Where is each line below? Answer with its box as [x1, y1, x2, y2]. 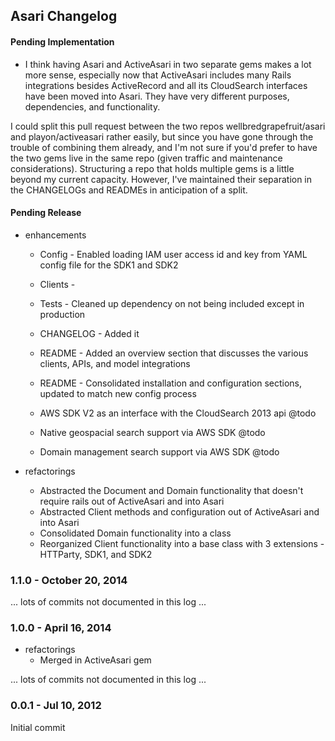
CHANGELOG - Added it [39, 327, 140, 339]
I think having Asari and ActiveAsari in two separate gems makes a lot [24, 58, 312, 70]
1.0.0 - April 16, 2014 [10, 621, 112, 635]
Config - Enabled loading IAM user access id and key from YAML [39, 248, 308, 260]
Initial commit [10, 721, 66, 733]
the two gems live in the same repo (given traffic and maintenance [10, 152, 283, 164]
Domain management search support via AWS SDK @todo [39, 445, 280, 458]
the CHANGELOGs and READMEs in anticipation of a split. [10, 184, 248, 196]
